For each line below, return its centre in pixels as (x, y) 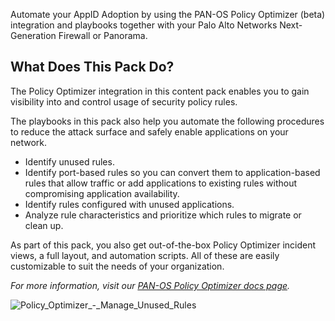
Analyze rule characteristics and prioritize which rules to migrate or (163, 215)
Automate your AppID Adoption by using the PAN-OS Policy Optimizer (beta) (168, 14)
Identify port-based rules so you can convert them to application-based (172, 172)
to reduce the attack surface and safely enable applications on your (149, 131)
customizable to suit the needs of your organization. (117, 266)
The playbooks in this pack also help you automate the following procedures (167, 121)
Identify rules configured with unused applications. (129, 204)
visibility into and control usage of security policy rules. (124, 101)
